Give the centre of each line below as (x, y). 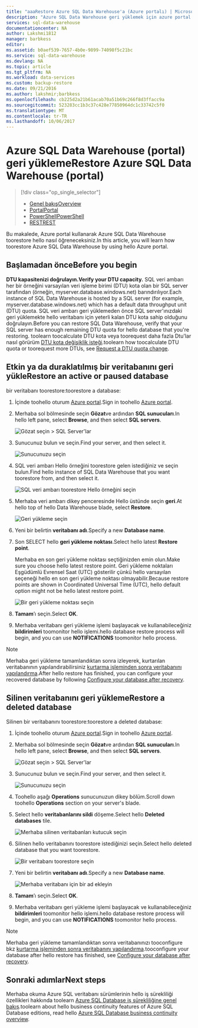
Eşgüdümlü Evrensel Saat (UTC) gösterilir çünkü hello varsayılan (93, 572)
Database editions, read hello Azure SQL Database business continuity (92, 1013)
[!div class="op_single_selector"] (61, 192)
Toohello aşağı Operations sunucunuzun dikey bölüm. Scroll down (95, 796)
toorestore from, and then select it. (57, 478)
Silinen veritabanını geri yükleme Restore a (85, 698)
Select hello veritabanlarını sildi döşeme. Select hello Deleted (90, 814)
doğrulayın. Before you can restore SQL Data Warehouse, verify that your (94, 323)
